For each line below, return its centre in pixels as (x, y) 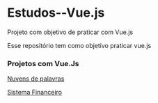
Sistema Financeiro (35, 93)
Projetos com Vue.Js (43, 63)
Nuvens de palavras (36, 79)
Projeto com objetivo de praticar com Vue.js (70, 32)
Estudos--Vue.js (56, 13)
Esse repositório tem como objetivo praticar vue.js (79, 45)
